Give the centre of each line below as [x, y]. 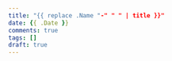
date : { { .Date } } [38, 23]
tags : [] [23, 38]
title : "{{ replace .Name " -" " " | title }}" [86, 15]
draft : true [28, 45]
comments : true [33, 30]
